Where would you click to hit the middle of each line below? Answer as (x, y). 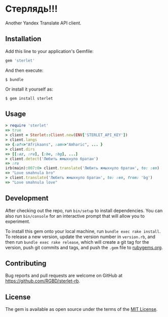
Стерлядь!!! (32, 9)
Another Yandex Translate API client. (44, 23)
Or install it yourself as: (29, 89)
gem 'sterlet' (20, 61)
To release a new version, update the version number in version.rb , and (80, 237)
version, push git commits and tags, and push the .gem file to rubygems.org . (84, 247)
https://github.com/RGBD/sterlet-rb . (43, 281)
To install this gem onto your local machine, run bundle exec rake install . (83, 231)
